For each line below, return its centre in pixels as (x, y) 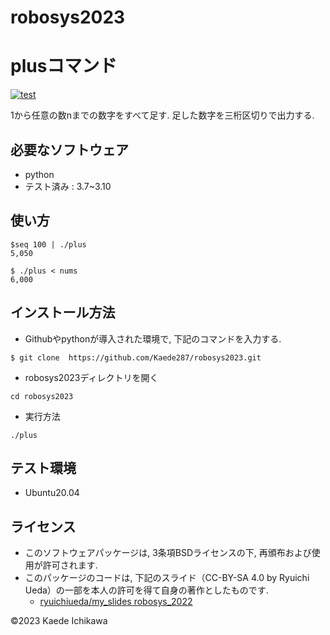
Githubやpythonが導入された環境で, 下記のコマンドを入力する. (153, 338)
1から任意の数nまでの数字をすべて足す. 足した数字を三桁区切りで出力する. (162, 115)
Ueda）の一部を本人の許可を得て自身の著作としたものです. (146, 590)
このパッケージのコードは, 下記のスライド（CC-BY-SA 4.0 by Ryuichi (167, 578)
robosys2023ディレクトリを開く (91, 377)
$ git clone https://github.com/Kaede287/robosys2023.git (136, 357)
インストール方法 (63, 312)
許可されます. (70, 565)
